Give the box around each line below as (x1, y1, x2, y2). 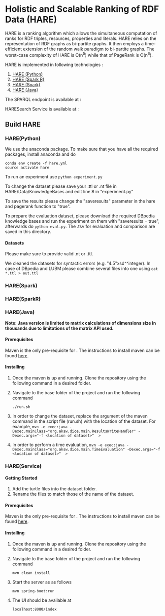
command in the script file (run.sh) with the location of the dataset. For (12, 418, 156, 424)
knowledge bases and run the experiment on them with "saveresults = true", (5, 218, 160, 224)
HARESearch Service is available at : (5, 106, 79, 112)
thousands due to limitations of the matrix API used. (5, 325, 114, 331)
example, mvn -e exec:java (12, 424, 68, 430)
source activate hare (5, 165, 50, 171)
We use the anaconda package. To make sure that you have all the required (5, 146, 159, 152)
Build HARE (5, 120, 41, 129)
